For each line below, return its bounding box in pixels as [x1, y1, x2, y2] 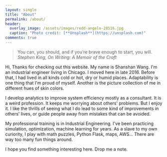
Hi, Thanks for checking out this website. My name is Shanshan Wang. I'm [5, 63, 158, 70]
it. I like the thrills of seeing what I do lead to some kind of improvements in [5, 105, 159, 111]
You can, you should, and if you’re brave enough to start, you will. [17, 48, 153, 55]
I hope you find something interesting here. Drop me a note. [5, 146, 128, 152]
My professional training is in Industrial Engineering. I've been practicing [5, 120, 154, 126]
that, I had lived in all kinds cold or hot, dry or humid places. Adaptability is [5, 74, 159, 80]
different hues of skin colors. [5, 85, 64, 91]
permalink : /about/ [5, 16, 46, 21]
